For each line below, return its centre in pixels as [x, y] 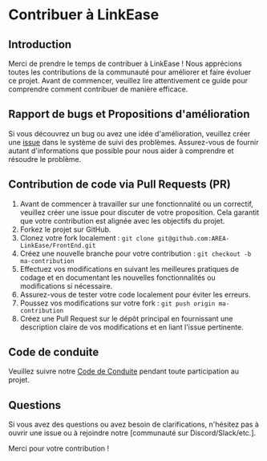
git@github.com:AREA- [194, 238]
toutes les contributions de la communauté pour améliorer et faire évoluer [130, 72]
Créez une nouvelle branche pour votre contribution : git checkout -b [136, 253]
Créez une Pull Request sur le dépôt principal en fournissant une [126, 318]
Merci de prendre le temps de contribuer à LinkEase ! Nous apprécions [125, 63]
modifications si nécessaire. [66, 285]
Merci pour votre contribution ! [59, 449]
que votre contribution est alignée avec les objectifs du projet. [122, 220]
